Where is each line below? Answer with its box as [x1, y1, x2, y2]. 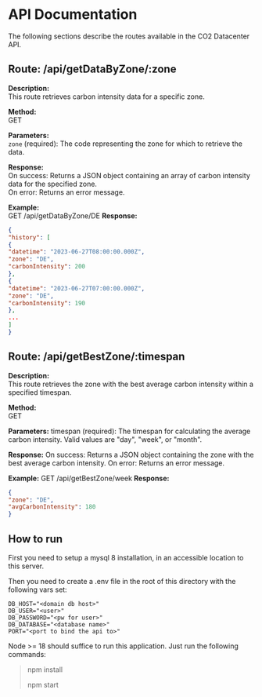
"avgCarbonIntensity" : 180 [8, 503, 96, 511]
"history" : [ [8, 233, 51, 241]
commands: [8, 650, 47, 659]
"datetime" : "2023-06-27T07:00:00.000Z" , [8, 284, 145, 292]
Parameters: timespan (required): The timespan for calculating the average [8, 426, 251, 436]
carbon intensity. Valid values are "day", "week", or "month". [8, 434, 203, 444]
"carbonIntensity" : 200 [8, 263, 86, 271]
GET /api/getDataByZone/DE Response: [8, 210, 138, 221]
